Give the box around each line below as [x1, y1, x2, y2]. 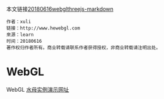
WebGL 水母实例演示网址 [6, 86, 70, 93]
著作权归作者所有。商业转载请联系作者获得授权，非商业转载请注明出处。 [6, 45, 161, 51]
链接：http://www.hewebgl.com [6, 25, 80, 31]
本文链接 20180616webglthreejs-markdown [6, 5, 114, 12]
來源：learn [6, 32, 34, 38]
